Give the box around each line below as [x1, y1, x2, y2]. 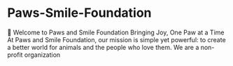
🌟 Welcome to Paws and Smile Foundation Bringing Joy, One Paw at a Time [7, 28, 225, 37]
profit [7, 51, 23, 59]
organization [24, 51, 61, 59]
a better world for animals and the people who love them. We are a [7, 43, 199, 51]
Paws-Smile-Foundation [7, 5, 152, 21]
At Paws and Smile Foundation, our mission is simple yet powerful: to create [7, 35, 226, 44]
